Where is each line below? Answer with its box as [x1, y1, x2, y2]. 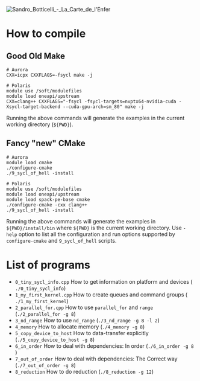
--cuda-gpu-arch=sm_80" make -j [63, 104, 145, 110]
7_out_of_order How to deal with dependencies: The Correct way [14, 355, 178, 362]
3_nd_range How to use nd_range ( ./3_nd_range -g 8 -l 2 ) [14, 316, 160, 324]
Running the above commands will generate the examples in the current [6, 115, 185, 121]
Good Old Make [6, 51, 65, 61]
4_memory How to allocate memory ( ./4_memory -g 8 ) [14, 323, 145, 330]
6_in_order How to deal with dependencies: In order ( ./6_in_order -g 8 [14, 342, 194, 350]
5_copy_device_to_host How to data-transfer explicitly [14, 329, 149, 336]
